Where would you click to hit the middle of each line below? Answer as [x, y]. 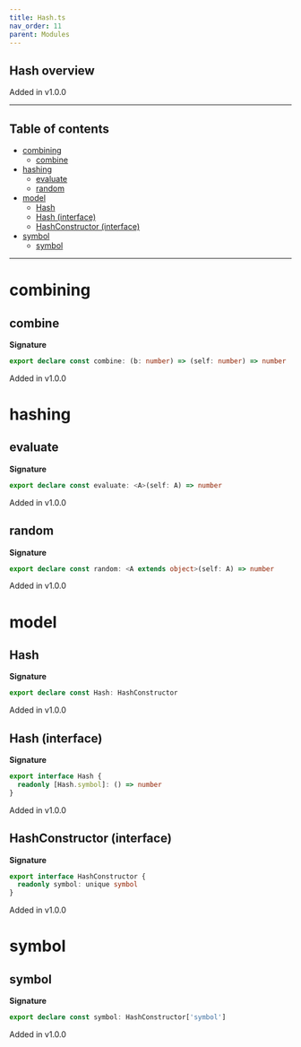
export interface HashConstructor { [77, 876]
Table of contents [59, 129]
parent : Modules [39, 34]
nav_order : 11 [36, 26]
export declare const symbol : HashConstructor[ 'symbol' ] [118, 1017]
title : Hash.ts [38, 17]
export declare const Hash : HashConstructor [94, 693]
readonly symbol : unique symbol [78, 885]
